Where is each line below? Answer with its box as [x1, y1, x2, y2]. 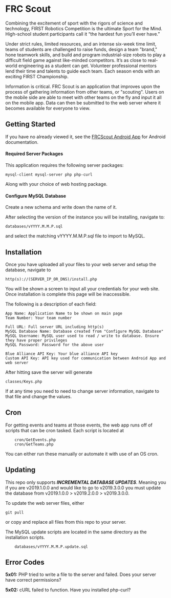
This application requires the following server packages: [5, 162, 124, 168]
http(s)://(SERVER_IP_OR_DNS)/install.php [5, 276, 97, 282]
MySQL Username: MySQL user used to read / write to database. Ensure [5, 333, 159, 338]
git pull [5, 510, 24, 515]
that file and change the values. [5, 393, 72, 399]
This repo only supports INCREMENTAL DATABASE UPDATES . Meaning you [5, 479, 166, 485]
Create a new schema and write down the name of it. [5, 204, 117, 210]
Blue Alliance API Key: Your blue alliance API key [5, 351, 118, 356]
